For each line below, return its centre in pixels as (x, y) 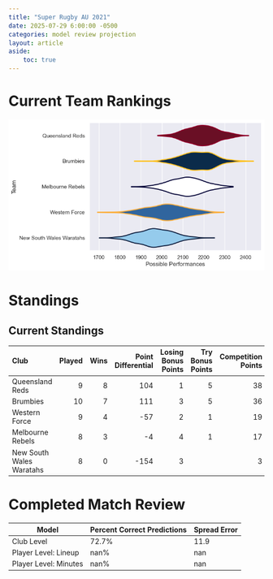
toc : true (40, 60)
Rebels (23, 441)
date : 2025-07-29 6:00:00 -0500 (63, 26)
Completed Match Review (97, 505)
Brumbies (28, 401)
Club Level (30, 541)
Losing (172, 352)
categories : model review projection (72, 34)
